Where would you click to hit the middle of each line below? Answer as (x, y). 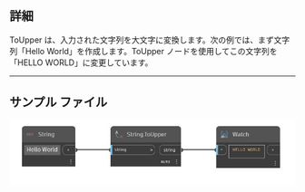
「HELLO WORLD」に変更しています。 (81, 62)
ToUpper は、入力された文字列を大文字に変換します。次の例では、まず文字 (150, 40)
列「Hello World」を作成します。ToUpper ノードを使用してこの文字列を (144, 51)
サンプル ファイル (59, 102)
